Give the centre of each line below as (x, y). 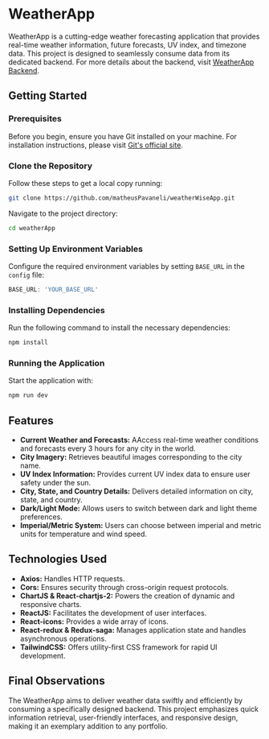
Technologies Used (57, 559)
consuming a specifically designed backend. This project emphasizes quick (134, 708)
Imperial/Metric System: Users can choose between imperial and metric (141, 525)
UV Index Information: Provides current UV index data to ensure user (135, 474)
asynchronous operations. (63, 638)
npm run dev (28, 395)
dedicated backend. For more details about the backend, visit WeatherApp (131, 62)
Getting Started (48, 96)
